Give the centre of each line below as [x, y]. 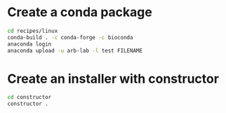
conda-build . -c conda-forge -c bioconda [70, 37]
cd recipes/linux [33, 31]
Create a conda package [80, 12]
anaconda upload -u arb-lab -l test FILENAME [75, 51]
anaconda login [29, 44]
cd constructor [29, 98]
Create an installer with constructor [113, 79]
